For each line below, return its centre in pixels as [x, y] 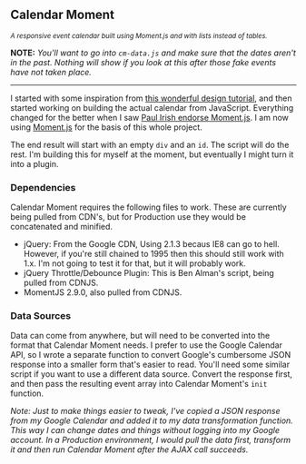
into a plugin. [35, 163]
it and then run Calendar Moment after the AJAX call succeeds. [129, 449]
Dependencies [43, 187]
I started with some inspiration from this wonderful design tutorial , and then [151, 98]
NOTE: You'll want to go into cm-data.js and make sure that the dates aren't [153, 53]
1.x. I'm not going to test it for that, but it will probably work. [134, 263]
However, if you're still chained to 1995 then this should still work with [153, 254]
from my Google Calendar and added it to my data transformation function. [152, 420]
